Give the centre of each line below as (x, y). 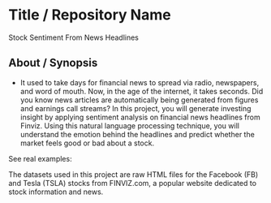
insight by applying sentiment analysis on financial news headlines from (140, 117)
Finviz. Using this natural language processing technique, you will (129, 125)
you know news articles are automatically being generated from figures (139, 100)
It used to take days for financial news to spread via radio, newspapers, (140, 82)
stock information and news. (56, 192)
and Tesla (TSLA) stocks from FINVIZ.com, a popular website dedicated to (133, 183)
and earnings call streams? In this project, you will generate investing (135, 108)
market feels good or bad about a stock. (87, 143)
